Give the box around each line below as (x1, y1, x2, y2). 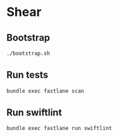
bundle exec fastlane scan (6, 87, 84, 94)
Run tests (6, 69, 48, 81)
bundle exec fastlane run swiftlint (6, 125, 112, 132)
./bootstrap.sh (6, 50, 51, 57)
